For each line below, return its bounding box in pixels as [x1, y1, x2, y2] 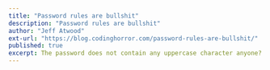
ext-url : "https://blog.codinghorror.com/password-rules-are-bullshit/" [8, 34, 259, 43]
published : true [8, 42, 63, 50]
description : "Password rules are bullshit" [8, 19, 161, 27]
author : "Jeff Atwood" [8, 27, 85, 35]
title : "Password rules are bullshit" [8, 11, 139, 20]
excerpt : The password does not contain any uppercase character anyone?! [8, 49, 266, 57]
